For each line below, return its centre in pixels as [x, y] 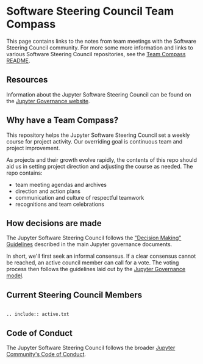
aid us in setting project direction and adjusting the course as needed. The [100, 166]
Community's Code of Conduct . [46, 354]
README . [18, 60]
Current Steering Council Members [74, 295]
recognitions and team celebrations [60, 204]
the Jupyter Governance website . [48, 101]
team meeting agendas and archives [61, 184]
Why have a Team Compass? [62, 120]
